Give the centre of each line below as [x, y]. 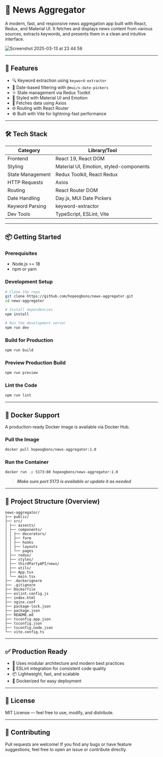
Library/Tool [103, 150]
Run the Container [27, 462]
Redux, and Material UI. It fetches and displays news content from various [79, 28]
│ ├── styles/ [19, 560]
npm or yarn [24, 269]
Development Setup [29, 282]
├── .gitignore [20, 585]
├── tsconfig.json [24, 623]
